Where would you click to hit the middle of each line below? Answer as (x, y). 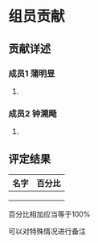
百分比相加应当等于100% (49, 214)
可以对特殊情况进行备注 (47, 231)
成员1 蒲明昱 (32, 73)
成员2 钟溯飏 (33, 113)
